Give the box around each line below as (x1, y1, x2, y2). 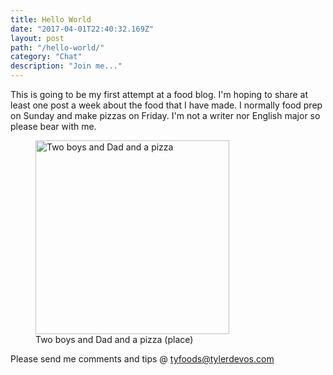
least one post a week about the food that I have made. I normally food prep (10, 99, 323, 111)
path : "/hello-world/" (10, 42, 105, 53)
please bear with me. (10, 121, 97, 132)
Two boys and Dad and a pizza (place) (35, 334, 194, 345)
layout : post (10, 33, 65, 43)
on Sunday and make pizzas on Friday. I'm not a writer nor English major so (10, 110, 321, 121)
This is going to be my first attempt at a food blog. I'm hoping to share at (10, 89, 309, 100)
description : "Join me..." (10, 61, 123, 71)
